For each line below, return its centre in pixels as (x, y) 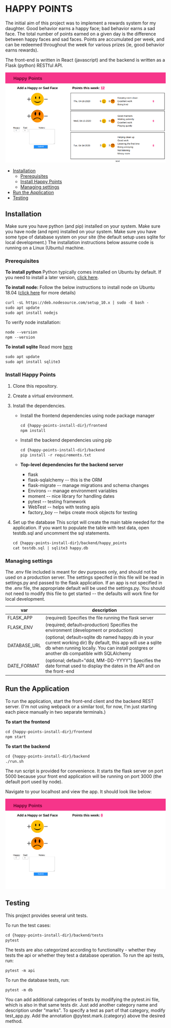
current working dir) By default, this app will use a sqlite (104, 643)
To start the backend (28, 746)
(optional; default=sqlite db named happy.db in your (100, 637)
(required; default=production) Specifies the (92, 625)
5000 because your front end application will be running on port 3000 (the (83, 776)
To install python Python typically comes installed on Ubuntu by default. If (83, 272)
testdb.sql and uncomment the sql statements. (61, 533)
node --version (21, 332)
